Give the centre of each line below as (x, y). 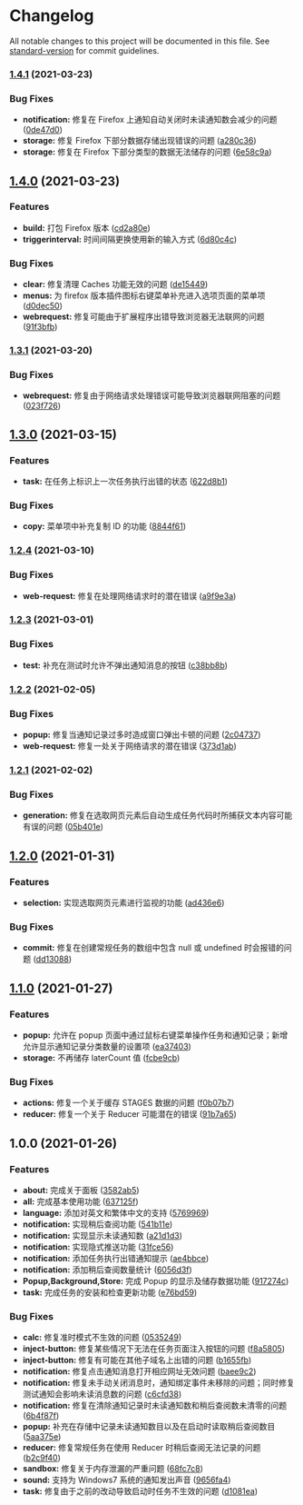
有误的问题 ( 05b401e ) (63, 827)
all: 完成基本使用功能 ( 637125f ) (80, 1201)
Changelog (52, 16)
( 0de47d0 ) (43, 130)
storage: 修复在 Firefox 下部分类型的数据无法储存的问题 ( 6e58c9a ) (147, 152)
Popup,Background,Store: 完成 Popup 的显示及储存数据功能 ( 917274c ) (156, 1281)
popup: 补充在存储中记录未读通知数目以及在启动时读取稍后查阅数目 (149, 1427)
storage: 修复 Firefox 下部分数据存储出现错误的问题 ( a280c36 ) (139, 141)
